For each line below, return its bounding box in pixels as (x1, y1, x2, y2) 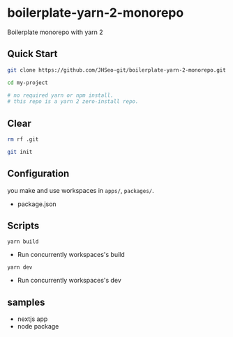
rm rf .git (7, 136, 39, 143)
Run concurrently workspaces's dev (17, 276, 122, 285)
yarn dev (7, 264, 33, 271)
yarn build (7, 238, 39, 245)
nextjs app (17, 315, 48, 323)
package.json (17, 200, 57, 208)
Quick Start (7, 48, 58, 60)
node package (17, 322, 59, 331)
